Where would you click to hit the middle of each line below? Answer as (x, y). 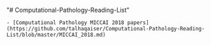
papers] (138, 23)
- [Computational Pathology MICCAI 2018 (66, 23)
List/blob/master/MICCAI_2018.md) (56, 35)
